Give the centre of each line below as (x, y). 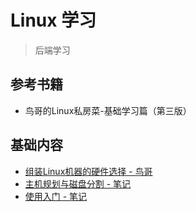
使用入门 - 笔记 (56, 196)
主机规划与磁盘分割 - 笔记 (78, 183)
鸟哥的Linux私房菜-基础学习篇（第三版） (108, 110)
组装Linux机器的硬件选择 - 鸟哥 (88, 171)
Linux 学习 (53, 20)
